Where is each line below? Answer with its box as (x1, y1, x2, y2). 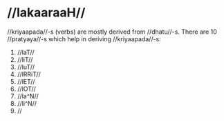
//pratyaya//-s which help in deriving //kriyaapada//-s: (7, 34, 161, 43)
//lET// (17, 77, 36, 85)
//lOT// (17, 85, 36, 93)
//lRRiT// (17, 70, 41, 78)
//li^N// (17, 99, 37, 107)
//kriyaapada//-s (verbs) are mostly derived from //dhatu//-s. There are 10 (7, 27, 218, 36)
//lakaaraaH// (7, 5, 86, 21)
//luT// (17, 63, 35, 71)
